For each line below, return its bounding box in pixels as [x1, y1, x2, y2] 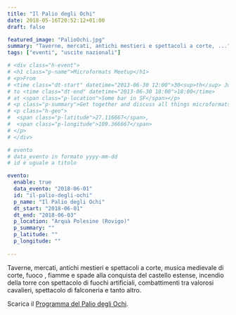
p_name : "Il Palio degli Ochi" [13, 198, 105, 205]
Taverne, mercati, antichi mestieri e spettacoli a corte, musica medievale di [7, 263, 224, 271]
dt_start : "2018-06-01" [13, 205, 83, 212]
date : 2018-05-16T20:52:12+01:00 [7, 17, 105, 24]
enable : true [13, 179, 52, 186]
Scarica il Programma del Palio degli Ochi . [7, 300, 129, 308]
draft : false [7, 23, 46, 30]
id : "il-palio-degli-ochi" [13, 191, 93, 199]
